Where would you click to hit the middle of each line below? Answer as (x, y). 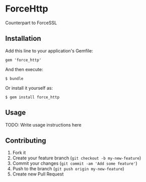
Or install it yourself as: (29, 88)
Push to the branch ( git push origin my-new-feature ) (68, 169)
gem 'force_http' (23, 60)
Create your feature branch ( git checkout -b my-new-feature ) (77, 158)
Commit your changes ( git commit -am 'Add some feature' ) (75, 163)
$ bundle (14, 79)
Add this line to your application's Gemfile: (49, 50)
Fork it (19, 153)
